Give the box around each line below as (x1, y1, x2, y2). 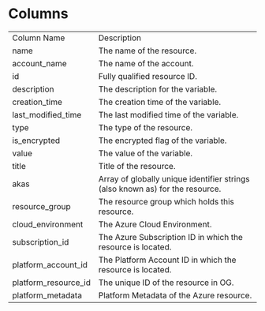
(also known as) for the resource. (98, 183, 222, 194)
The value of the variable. (98, 148, 193, 159)
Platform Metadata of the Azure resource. (98, 290, 252, 301)
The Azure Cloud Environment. (98, 219, 212, 230)
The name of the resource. (98, 45, 197, 56)
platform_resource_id (12, 277, 91, 288)
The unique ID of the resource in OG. (98, 277, 234, 288)
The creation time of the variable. (98, 96, 222, 107)
